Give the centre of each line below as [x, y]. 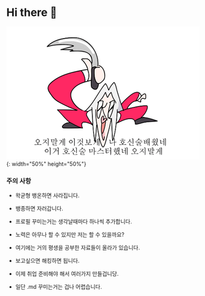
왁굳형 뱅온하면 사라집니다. [47, 195]
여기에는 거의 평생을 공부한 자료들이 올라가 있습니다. [77, 247]
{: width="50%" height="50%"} [46, 164]
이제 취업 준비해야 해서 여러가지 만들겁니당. [67, 273]
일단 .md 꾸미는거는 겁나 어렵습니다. [59, 286]
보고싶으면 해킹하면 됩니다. [47, 260]
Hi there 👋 [32, 13]
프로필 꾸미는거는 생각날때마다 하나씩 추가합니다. [73, 221]
